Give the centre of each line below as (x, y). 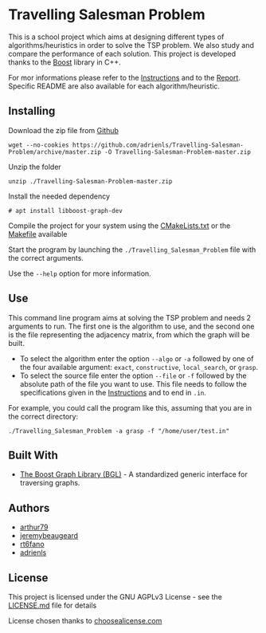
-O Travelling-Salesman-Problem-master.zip (178, 152)
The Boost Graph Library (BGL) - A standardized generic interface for (134, 474)
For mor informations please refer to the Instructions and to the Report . (125, 77)
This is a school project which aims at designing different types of (116, 37)
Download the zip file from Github (64, 130)
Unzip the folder (35, 167)
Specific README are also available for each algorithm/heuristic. (114, 86)
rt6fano (32, 545)
